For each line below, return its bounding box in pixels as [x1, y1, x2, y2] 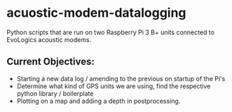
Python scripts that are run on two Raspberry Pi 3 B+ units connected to [6, 28, 215, 36]
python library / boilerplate [16, 89, 94, 97]
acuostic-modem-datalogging [6, 5, 186, 21]
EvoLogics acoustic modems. [6, 35, 92, 43]
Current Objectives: [6, 56, 95, 68]
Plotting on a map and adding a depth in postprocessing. [16, 97, 181, 105]
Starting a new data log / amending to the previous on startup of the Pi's [16, 74, 226, 83]
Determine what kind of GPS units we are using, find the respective [16, 82, 211, 90]
